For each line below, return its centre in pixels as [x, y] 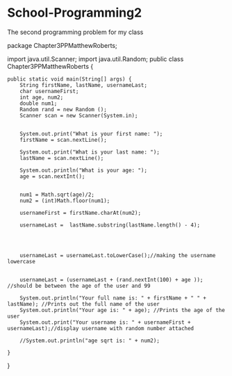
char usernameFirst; [49, 91]
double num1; [39, 103]
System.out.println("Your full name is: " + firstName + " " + [113, 298]
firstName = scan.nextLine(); [64, 140]
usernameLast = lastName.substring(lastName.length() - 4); [110, 225]
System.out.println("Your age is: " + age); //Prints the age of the [123, 310]
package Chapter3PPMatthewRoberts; [62, 45]
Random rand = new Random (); [64, 109]
